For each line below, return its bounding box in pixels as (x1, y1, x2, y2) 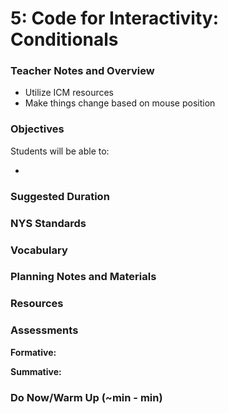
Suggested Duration (10, 189, 110, 203)
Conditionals (10, 28, 119, 51)
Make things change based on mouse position (24, 97, 216, 109)
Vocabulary (10, 243, 68, 257)
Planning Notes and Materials (10, 270, 157, 284)
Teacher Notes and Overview (10, 64, 155, 78)
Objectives (10, 122, 65, 136)
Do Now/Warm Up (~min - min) (10, 390, 163, 404)
